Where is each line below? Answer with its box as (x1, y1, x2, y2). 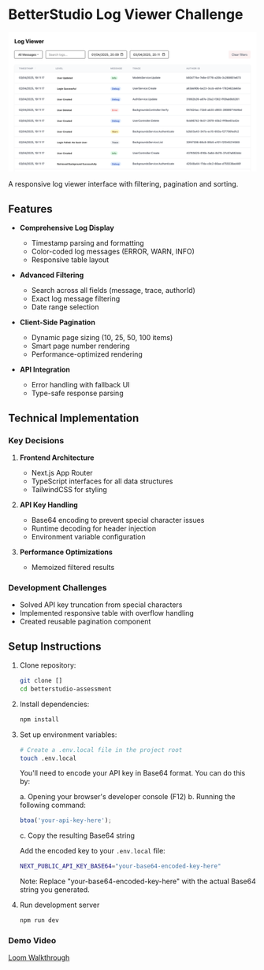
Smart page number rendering (31, 341, 130, 351)
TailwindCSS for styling (31, 484, 108, 494)
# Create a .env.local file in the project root (19, 746, 183, 753)
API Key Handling (19, 500, 79, 509)
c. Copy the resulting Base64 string (19, 831, 136, 840)
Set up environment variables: (19, 730, 117, 739)
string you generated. (19, 885, 91, 894)
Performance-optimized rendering (31, 350, 143, 359)
